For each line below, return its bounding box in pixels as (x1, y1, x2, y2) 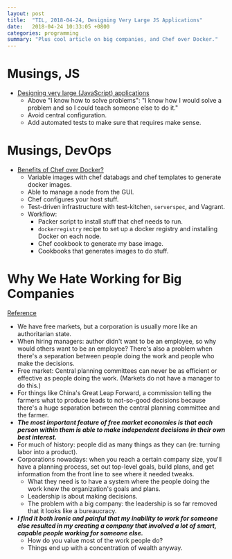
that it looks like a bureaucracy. (27, 506, 117, 515)
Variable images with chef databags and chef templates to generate (27, 173, 222, 181)
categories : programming (7, 29, 79, 37)
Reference (7, 308, 37, 317)
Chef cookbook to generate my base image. (37, 240, 164, 247)
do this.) (17, 381, 42, 390)
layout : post (7, 10, 45, 17)
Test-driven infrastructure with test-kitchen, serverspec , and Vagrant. (27, 203, 225, 210)
